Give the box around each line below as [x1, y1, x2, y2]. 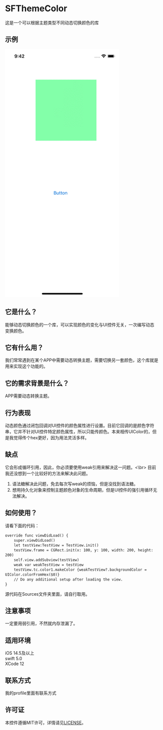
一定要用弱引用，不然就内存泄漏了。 [5, 621, 78, 626]
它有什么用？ [5, 343, 44, 352]
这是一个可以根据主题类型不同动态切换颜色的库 [5, 20, 99, 25]
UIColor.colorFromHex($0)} [5, 572, 60, 577]
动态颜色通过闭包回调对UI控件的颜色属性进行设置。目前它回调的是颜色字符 [5, 423, 155, 428]
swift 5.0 [5, 656, 22, 662]
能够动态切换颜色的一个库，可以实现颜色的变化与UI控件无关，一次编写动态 [5, 322, 155, 327]
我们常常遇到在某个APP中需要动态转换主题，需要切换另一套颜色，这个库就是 [5, 357, 159, 363]
